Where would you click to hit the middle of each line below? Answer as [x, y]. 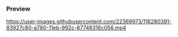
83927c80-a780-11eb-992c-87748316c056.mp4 [67, 28]
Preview [18, 9]
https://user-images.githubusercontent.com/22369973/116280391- [89, 22]
